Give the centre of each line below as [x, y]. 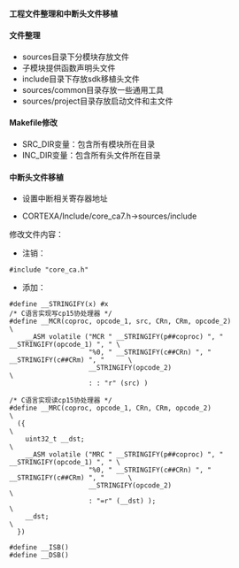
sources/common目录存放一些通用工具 [93, 89]
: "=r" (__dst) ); [122, 501]
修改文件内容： [36, 234]
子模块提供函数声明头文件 [69, 67]
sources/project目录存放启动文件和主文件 [97, 101]
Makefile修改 [33, 123]
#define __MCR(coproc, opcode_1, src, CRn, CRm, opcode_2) [120, 322]
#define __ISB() [39, 548]
